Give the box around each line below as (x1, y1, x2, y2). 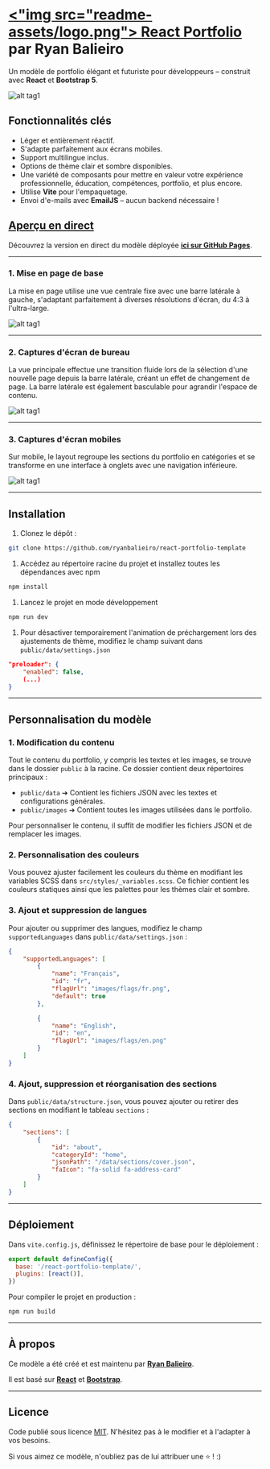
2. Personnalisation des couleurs (8, 849, 140, 860)
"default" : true (51, 992, 106, 1000)
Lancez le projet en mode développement (19, 598, 158, 608)
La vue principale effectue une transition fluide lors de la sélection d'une (8, 365, 248, 375)
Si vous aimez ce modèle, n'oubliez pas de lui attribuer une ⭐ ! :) (8, 1451, 222, 1461)
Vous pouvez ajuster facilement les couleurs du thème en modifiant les (8, 868, 243, 878)
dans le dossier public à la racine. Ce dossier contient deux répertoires (8, 764, 244, 774)
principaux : (8, 772, 48, 782)
